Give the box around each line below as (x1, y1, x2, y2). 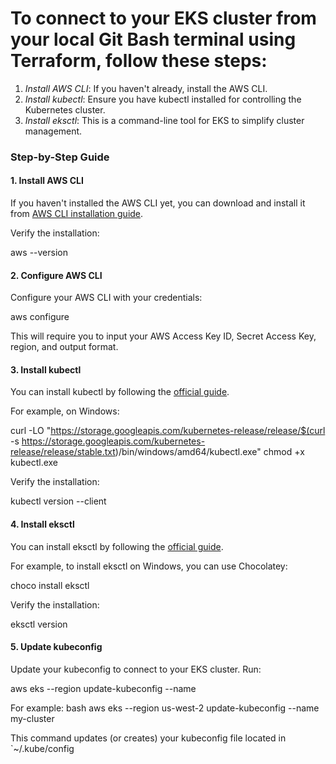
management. (24, 125, 83, 137)
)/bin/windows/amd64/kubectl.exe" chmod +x (114, 446, 305, 458)
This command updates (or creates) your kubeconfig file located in (10, 732, 287, 744)
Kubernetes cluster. (24, 103, 106, 116)
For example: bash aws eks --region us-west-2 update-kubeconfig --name (10, 702, 320, 714)
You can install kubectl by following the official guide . (10, 386, 230, 398)
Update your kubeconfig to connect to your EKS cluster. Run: (10, 663, 262, 675)
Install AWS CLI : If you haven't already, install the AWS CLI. (24, 82, 268, 94)
